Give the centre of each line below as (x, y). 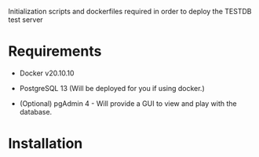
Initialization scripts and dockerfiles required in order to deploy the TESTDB (130, 11)
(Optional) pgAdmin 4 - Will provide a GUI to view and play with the (128, 103)
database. (36, 111)
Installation (46, 144)
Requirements (55, 51)
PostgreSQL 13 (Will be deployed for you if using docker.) (112, 88)
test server (26, 20)
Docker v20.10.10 (47, 73)
